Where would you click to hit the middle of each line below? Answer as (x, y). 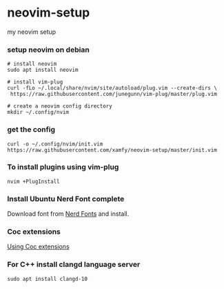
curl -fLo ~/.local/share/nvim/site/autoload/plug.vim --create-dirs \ (112, 88)
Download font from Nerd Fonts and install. (68, 214)
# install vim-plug (35, 82)
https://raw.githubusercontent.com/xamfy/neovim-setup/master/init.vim (112, 150)
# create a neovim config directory (60, 106)
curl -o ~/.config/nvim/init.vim (55, 144)
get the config (31, 130)
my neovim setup (32, 32)
